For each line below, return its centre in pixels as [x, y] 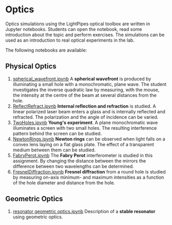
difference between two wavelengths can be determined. [73, 166]
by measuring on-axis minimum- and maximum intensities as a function [88, 177]
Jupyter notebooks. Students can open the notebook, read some [74, 29]
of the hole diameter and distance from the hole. [64, 183]
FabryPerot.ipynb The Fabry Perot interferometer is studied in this [83, 155]
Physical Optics [31, 66]
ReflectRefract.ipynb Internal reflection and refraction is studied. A [84, 106]
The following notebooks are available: [46, 50]
